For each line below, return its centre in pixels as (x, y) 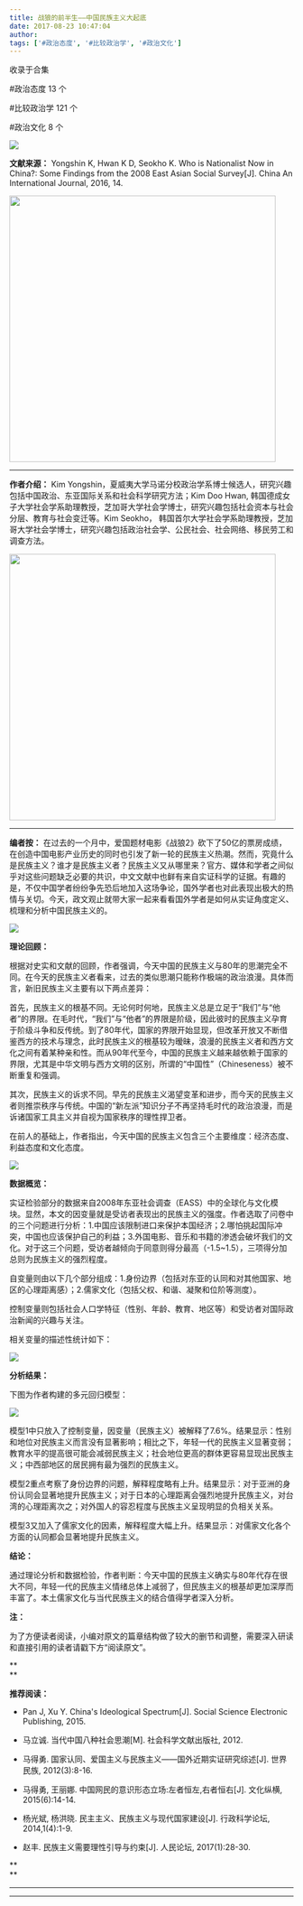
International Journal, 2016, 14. (66, 183)
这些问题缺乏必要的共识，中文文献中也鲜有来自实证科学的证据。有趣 (151, 877)
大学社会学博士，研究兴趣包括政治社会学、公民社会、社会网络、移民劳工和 (155, 530)
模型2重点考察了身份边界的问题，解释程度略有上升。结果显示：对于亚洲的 (146, 1484)
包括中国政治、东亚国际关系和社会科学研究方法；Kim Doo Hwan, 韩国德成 (146, 496)
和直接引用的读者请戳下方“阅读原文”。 (80, 1648)
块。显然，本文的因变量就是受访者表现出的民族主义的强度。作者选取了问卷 (147, 1214)
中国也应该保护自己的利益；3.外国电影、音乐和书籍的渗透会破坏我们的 (155, 1237)
